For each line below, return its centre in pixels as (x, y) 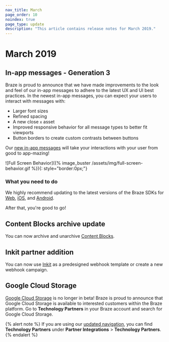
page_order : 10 (21, 15)
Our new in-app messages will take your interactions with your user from (82, 148)
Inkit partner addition (39, 252)
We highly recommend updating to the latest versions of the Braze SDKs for (85, 193)
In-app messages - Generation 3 (58, 72)
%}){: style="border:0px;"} (59, 169)
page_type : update (25, 24)
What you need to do (32, 182)
